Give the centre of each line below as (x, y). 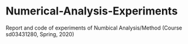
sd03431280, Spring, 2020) (40, 34)
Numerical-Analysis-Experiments (92, 11)
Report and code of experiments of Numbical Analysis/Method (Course (94, 28)
